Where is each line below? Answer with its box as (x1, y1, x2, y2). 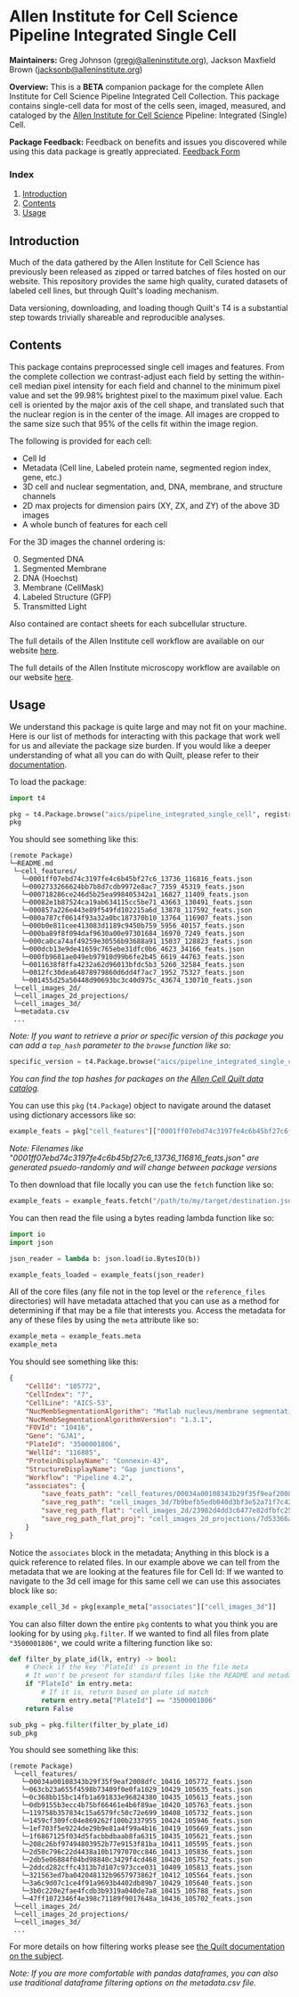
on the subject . (9, 1951, 64, 1961)
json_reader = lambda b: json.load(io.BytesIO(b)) (9, 1254, 201, 1263)
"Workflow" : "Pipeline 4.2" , (25, 1473, 133, 1482)
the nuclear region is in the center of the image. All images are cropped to (9, 408, 280, 420)
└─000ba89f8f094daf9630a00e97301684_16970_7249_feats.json (20, 929, 245, 938)
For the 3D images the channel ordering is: (9, 536, 166, 547)
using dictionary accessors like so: (9, 1109, 136, 1120)
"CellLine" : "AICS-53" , (25, 1398, 114, 1407)
